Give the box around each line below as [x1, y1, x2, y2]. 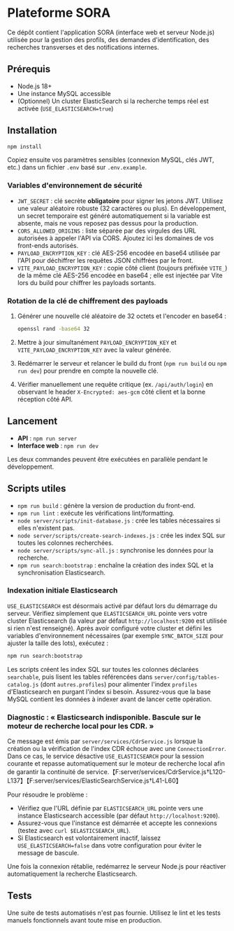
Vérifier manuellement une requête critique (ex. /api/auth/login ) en [17, 380, 214, 388]
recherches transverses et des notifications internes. [7, 43, 159, 51]
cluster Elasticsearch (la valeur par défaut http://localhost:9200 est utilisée [7, 616, 227, 625]
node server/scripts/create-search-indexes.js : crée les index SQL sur [17, 531, 226, 539]
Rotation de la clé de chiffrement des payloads [7, 296, 168, 305]
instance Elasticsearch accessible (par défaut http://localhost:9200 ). [17, 811, 220, 820]
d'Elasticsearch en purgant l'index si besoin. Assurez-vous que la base [7, 687, 211, 696]
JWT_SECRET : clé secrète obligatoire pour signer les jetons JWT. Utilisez [17, 196, 224, 205]
